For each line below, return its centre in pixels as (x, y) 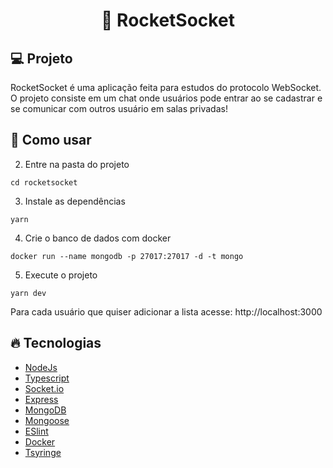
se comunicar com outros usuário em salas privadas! (119, 108)
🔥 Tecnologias (56, 343)
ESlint (36, 431)
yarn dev (28, 293)
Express (41, 399)
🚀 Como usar (51, 140)
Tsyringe (43, 452)
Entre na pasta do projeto (77, 164)
